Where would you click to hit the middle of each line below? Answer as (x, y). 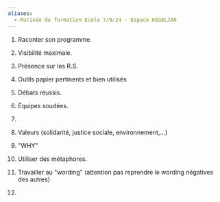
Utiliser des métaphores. (52, 159)
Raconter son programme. (54, 39)
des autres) (34, 179)
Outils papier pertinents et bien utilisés (72, 79)
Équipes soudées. (43, 105)
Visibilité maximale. (45, 53)
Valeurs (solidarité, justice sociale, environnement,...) (93, 132)
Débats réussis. (40, 92)
